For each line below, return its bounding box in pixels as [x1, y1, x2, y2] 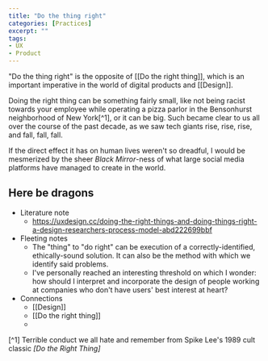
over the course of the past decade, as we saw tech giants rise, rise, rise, [8, 122, 253, 131]
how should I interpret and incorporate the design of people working [31, 276, 260, 286]
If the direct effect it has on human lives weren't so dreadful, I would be [8, 146, 246, 155]
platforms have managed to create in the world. [8, 163, 166, 172]
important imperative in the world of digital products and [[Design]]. [8, 80, 234, 90]
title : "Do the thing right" [8, 11, 107, 20]
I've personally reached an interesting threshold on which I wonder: [31, 267, 257, 277]
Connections [19, 293, 63, 303]
